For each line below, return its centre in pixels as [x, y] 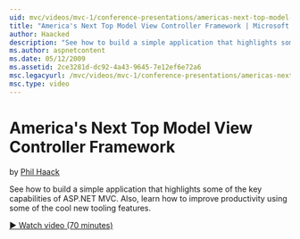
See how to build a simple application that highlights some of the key [136, 189]
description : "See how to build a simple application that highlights [143, 42]
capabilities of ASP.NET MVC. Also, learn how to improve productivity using [148, 198]
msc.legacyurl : [37, 76]
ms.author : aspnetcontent [57, 51]
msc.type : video [39, 84]
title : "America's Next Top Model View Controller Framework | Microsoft [150, 26]
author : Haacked [39, 34]
